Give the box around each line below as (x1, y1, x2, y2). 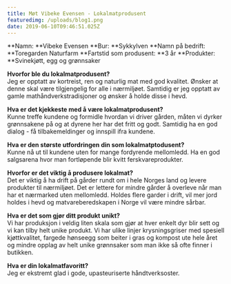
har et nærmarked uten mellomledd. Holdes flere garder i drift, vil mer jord (7, 191, 218, 199)
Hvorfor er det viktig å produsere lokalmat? (7, 169, 133, 177)
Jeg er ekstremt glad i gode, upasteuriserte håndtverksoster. (7, 269, 180, 277)
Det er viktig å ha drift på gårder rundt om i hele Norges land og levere (7, 176, 207, 184)
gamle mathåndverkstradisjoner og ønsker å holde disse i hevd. (7, 92, 188, 100)
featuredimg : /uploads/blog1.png (7, 17, 103, 23)
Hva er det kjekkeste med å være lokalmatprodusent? (7, 105, 163, 114)
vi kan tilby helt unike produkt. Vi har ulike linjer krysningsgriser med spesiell (7, 226, 225, 235)
